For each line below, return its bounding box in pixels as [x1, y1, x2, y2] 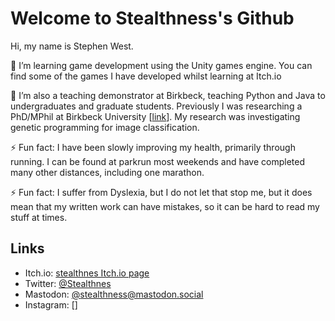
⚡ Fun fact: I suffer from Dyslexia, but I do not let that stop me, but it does [10, 186, 313, 198]
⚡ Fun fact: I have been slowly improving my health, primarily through [10, 141, 296, 153]
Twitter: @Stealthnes [24, 277, 112, 289]
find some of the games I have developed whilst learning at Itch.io [10, 70, 282, 82]
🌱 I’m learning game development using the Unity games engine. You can [10, 59, 313, 71]
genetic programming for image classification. [10, 121, 200, 133]
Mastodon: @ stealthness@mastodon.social [24, 288, 204, 300]
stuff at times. [10, 211, 68, 223]
